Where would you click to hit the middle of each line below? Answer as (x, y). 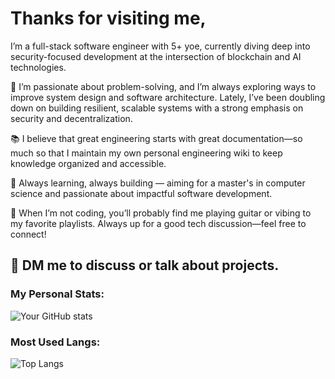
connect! (28, 234)
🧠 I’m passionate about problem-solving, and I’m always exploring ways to (163, 86)
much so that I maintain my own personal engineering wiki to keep (146, 153)
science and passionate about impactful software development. (141, 193)
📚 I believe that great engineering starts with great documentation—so (156, 138)
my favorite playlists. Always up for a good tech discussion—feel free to (158, 223)
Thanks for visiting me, (108, 18)
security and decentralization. (71, 118)
